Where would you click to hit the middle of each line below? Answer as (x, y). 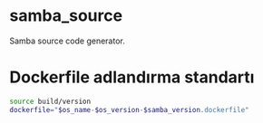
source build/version (50, 101)
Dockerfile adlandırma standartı (132, 77)
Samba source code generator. (67, 41)
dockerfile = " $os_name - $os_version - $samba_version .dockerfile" (129, 109)
